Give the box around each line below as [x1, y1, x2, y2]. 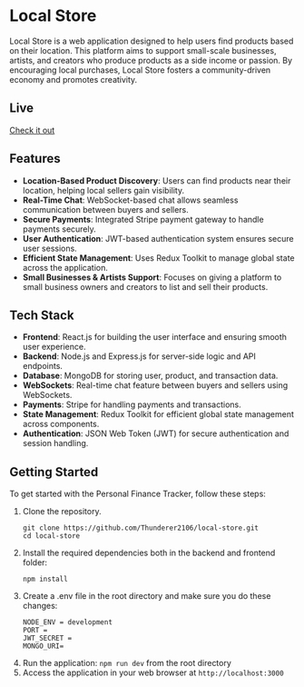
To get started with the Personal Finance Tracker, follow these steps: [9, 488, 266, 500]
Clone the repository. [22, 506, 102, 517]
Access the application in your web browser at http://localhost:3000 [22, 667, 284, 678]
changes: [22, 601, 58, 612]
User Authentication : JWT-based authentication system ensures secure [22, 233, 294, 244]
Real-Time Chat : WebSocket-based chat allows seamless [22, 194, 239, 205]
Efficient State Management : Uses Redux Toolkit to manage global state [22, 252, 295, 264]
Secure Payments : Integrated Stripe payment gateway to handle [22, 214, 265, 224]
